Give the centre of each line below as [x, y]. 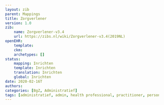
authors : [14, 86]
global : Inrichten [32, 77]
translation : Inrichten [38, 73]
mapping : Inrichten [34, 63]
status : [13, 59]
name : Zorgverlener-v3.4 [39, 32]
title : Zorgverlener [26, 18]
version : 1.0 [18, 23]
